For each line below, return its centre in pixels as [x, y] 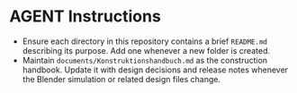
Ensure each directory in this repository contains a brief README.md [145, 41]
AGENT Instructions [85, 17]
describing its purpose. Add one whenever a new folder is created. [146, 50]
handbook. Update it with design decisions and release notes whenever [155, 70]
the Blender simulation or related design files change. [121, 79]
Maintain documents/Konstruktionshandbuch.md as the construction [145, 60]
